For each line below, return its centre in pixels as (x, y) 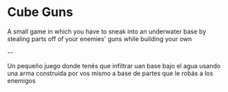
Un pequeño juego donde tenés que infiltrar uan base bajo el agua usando (114, 66)
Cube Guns (40, 12)
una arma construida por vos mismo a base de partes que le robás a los (111, 73)
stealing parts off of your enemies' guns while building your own (100, 38)
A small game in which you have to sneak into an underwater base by (107, 31)
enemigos (22, 80)
